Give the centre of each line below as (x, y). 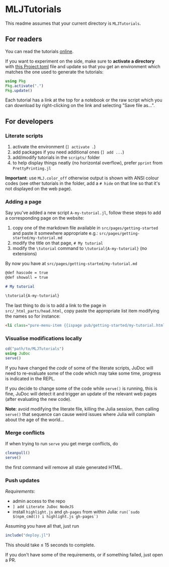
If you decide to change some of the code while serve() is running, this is (81, 388)
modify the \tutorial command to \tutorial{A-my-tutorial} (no (80, 248)
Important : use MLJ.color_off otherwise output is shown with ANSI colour (82, 178)
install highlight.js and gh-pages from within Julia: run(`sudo (76, 512)
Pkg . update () (19, 90)
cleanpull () (18, 453)
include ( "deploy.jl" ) (28, 535)
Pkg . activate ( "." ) (24, 86)
